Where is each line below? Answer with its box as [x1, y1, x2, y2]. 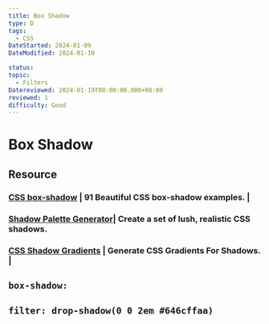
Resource [8, 167, 58, 181]
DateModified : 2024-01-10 [8, 49, 95, 57]
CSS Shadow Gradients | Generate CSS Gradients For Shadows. [8, 244, 261, 256]
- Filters [15, 78, 48, 87]
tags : [8, 27, 26, 35]
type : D [8, 19, 35, 27]
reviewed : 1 [8, 93, 48, 101]
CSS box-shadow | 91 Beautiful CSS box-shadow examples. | [8, 191, 251, 203]
